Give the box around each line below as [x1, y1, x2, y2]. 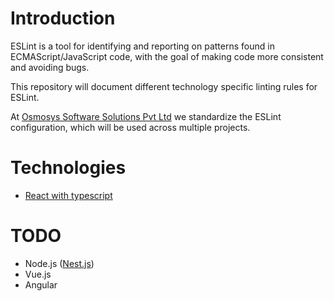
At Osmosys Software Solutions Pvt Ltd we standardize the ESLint [10, 110, 282, 122]
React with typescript [24, 189, 113, 201]
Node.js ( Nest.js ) [24, 257, 95, 269]
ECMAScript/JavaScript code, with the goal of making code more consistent [10, 50, 324, 62]
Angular [24, 278, 58, 291]
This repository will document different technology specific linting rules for [10, 80, 318, 92]
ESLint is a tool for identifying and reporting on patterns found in [10, 40, 275, 52]
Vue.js [24, 268, 52, 280]
